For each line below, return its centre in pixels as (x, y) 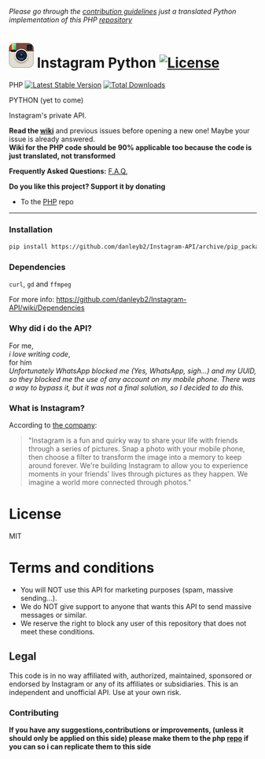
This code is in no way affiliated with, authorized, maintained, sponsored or (131, 675)
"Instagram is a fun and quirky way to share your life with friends (133, 440)
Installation (31, 230)
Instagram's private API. (48, 115)
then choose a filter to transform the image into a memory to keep (135, 457)
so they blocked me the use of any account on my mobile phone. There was (132, 379)
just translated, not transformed (63, 155)
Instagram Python (96, 63)
